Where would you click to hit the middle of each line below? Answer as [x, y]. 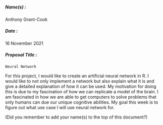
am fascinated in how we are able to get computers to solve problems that [81, 97]
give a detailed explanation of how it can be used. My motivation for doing [81, 86]
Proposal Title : [21, 55]
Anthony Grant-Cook [27, 19]
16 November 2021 [24, 43]
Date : [12, 31]
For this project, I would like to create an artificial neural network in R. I [77, 76]
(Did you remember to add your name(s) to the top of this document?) [76, 117]
